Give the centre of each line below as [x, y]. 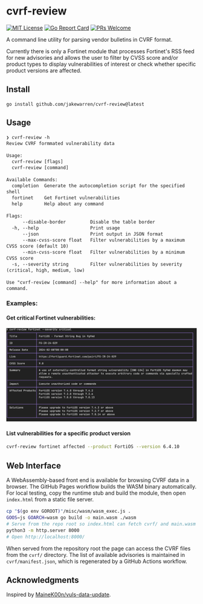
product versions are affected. [44, 70]
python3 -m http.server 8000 [43, 530]
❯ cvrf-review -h [28, 137]
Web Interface [34, 465]
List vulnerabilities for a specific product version [69, 433]
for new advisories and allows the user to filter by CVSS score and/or [92, 57]
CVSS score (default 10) [37, 246]
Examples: [22, 303]
